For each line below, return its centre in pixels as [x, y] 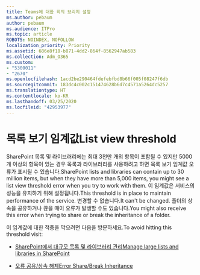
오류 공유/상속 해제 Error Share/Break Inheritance [74, 266]
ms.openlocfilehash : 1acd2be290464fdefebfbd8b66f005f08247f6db [87, 79]
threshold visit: [25, 234]
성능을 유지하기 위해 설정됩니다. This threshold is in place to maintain [89, 193]
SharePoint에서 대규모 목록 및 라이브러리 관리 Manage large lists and [97, 247]
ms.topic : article [29, 34]
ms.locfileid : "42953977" [39, 107]
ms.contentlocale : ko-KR [37, 96]
